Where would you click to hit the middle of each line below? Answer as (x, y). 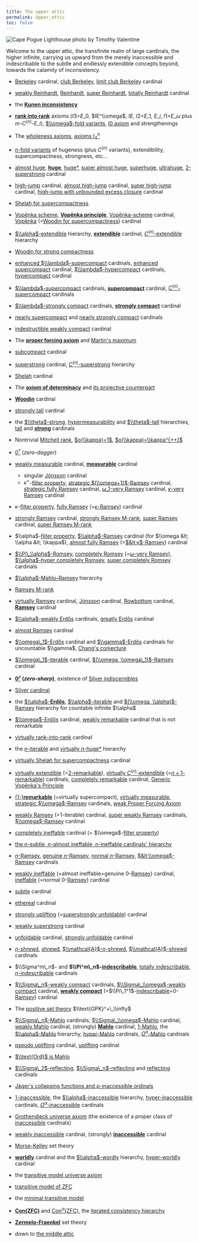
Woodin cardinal (35, 399)
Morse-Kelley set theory (44, 1146)
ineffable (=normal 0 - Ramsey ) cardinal (62, 879)
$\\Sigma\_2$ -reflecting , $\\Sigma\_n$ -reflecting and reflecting (92, 1068)
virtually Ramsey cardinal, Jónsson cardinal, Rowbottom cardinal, (94, 601)
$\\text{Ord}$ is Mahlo (42, 1057)
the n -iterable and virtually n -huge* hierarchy (70, 749)
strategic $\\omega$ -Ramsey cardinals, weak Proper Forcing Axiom (98, 803)
